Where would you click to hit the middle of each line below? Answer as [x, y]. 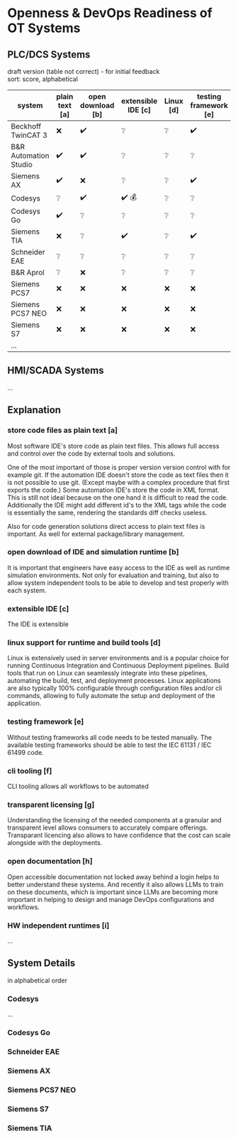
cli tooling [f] [30, 771]
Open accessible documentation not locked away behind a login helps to [113, 876]
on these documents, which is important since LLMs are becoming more [113, 892]
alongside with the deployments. [55, 843]
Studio [22, 165]
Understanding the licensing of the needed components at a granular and [114, 820]
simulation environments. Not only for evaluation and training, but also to [113, 575]
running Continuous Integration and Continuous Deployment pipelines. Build [118, 665]
